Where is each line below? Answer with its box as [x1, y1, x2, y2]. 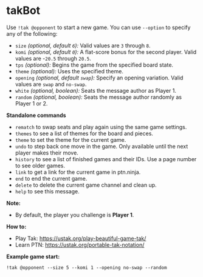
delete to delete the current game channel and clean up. [15, 181, 157, 189]
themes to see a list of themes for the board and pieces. [15, 130, 154, 137]
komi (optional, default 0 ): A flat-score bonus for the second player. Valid [15, 48, 197, 55]
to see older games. [15, 162, 66, 169]
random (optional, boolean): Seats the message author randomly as [15, 93, 182, 101]
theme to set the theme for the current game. [15, 136, 126, 143]
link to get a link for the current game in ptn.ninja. [15, 168, 141, 176]
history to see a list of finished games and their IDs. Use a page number [15, 155, 197, 162]
